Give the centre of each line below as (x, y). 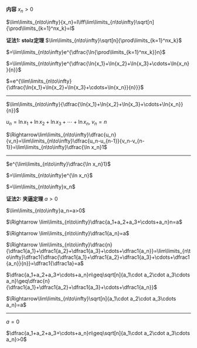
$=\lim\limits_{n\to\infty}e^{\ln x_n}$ (50, 175)
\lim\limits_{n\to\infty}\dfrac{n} (76, 244)
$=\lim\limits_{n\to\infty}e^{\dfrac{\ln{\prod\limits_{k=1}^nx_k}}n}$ (86, 52)
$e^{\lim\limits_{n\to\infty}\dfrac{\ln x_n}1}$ (59, 164)
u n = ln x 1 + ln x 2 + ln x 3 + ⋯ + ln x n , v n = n (57, 122)
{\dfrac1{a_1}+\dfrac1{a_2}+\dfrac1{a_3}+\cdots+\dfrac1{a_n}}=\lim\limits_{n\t (98, 251)
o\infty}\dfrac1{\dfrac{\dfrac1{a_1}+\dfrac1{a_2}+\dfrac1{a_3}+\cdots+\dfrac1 (98, 257)
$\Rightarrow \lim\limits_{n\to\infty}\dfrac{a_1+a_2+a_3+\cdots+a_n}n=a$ (94, 222)
